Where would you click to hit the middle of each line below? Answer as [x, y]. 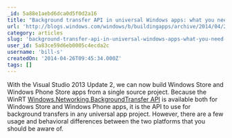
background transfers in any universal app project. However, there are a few [115, 114]
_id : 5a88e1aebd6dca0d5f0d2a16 [52, 13]
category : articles [35, 33]
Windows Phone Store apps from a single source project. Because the [107, 92]
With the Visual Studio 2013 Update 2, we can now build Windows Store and [116, 84]
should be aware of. [36, 128]
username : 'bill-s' [35, 52]
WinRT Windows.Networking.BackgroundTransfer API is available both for [113, 99]
